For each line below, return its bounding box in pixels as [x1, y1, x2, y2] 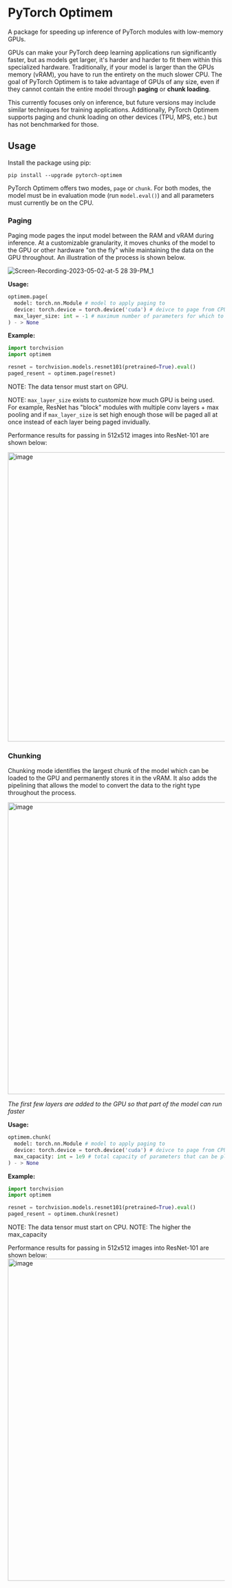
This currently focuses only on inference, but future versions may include [8, 98, 216, 106]
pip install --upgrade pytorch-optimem [8, 172, 123, 178]
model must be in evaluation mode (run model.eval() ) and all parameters [8, 191, 214, 199]
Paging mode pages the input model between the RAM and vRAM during [8, 231, 214, 240]
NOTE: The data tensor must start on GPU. [8, 382, 128, 391]
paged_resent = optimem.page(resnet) [8, 370, 116, 377]
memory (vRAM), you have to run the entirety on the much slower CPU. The [8, 70, 222, 79]
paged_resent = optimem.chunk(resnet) [8, 1210, 119, 1217]
